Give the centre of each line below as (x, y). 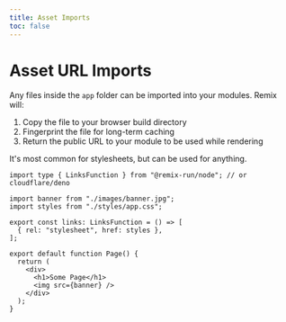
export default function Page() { (74, 254)
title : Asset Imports (50, 18)
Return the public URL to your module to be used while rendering (143, 141)
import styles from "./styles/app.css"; (86, 207)
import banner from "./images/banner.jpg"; (92, 199)
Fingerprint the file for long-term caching (98, 132)
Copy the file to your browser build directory (104, 122)
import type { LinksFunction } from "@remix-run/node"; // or (128, 175)
